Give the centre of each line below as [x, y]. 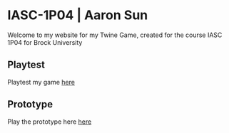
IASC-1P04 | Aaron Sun [78, 15]
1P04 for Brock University [45, 42]
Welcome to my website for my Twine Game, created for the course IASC [115, 35]
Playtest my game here [41, 82]
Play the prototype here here [50, 122]
